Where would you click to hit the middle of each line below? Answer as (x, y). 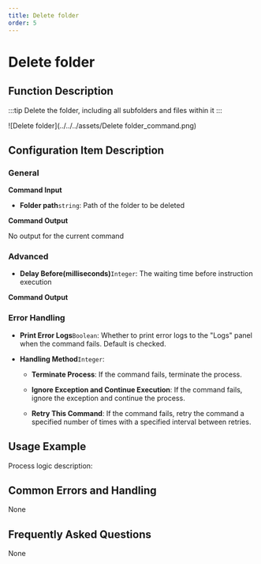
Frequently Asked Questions (80, 534)
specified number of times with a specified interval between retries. (141, 422)
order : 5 (22, 23)
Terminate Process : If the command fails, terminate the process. (137, 374)
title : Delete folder (44, 15)
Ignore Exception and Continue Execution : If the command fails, (137, 389)
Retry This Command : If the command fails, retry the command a (138, 413)
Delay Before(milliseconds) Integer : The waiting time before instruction (136, 274)
